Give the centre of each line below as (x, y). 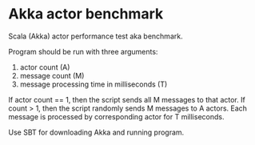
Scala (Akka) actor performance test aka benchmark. (96, 36)
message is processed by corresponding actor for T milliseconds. (116, 116)
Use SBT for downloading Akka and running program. (96, 132)
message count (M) (52, 75)
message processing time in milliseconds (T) (94, 84)
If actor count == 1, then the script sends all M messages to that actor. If (127, 99)
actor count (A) (45, 67)
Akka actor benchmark (86, 14)
